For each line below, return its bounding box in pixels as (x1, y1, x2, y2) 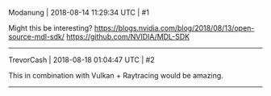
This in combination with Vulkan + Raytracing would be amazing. (8, 71, 223, 80)
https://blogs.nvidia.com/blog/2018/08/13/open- (94, 23, 255, 32)
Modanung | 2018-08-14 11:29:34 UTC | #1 (8, 8, 149, 17)
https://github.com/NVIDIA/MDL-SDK (66, 32, 190, 41)
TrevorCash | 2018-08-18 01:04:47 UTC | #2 (8, 55, 155, 65)
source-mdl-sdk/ (8, 32, 65, 41)
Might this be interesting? (8, 23, 93, 32)
